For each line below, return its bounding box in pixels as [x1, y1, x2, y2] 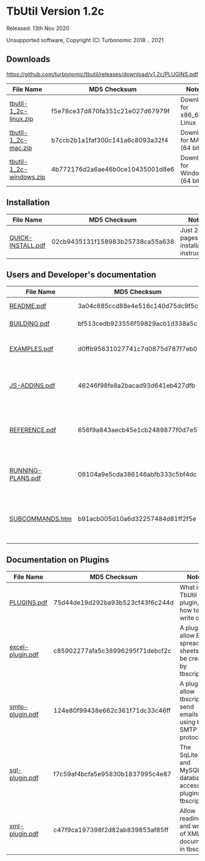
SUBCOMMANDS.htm [9, 514, 72, 523]
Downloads [6, 54, 51, 65]
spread [179, 639, 200, 647]
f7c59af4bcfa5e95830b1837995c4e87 [53, 770, 172, 778]
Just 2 [179, 225, 198, 234]
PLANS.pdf [9, 474, 41, 483]
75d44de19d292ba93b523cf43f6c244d [53, 598, 174, 607]
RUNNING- [9, 467, 42, 475]
